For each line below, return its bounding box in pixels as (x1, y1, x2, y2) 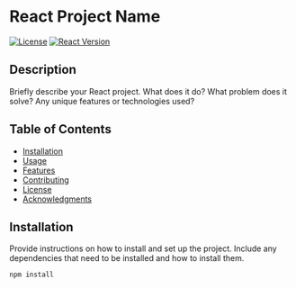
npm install (9, 270, 54, 280)
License (22, 184, 52, 194)
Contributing (22, 174, 69, 185)
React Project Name (9, 6, 161, 27)
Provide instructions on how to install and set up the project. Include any (9, 243, 277, 254)
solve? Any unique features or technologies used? (9, 95, 195, 106)
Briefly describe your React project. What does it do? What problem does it (9, 85, 288, 96)
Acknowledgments (22, 193, 93, 204)
